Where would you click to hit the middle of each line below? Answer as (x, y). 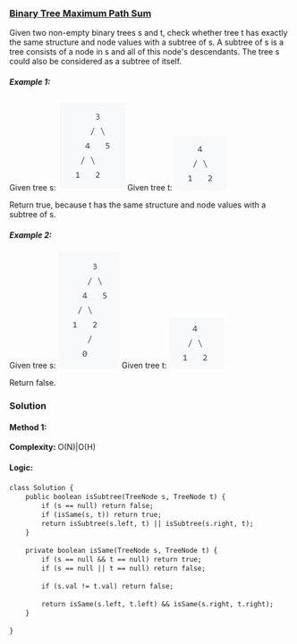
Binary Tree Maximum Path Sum (81, 13)
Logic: (21, 467)
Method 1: (28, 427)
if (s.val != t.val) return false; (108, 586)
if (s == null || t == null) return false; (123, 568)
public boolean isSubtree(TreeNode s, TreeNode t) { (126, 496)
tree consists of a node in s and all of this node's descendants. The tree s (144, 52)
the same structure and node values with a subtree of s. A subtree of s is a (147, 42)
